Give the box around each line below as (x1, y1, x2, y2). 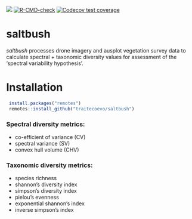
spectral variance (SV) (14, 140, 70, 147)
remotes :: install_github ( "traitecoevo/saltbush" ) (8, 106, 135, 112)
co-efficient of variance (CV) (14, 133, 86, 140)
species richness (14, 175, 57, 182)
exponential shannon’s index (14, 200, 85, 207)
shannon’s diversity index (14, 181, 78, 188)
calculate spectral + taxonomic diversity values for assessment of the (6, 53, 177, 60)
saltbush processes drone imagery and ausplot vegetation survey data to (6, 47, 186, 54)
